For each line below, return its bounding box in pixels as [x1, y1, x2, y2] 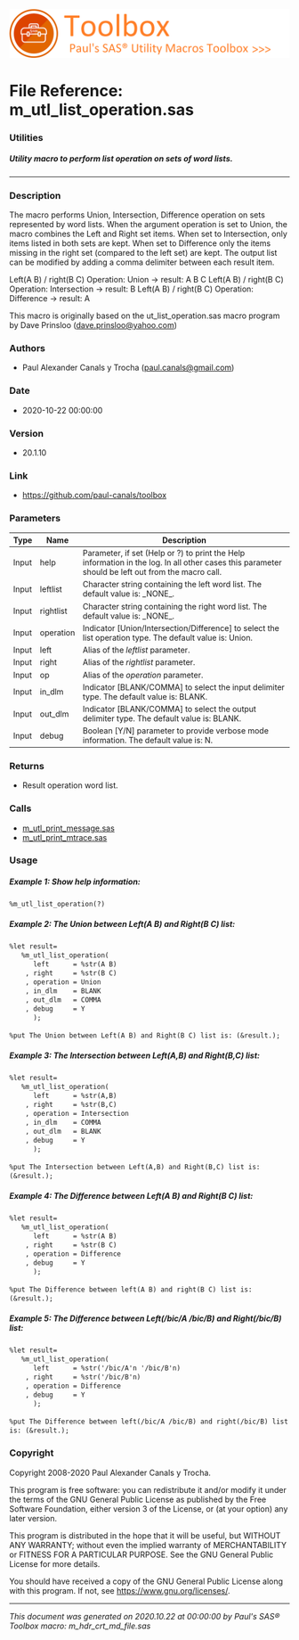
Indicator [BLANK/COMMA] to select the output [82, 704, 256, 715]
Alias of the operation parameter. [82, 669, 204, 680]
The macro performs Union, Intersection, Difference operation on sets [9, 209, 265, 220]
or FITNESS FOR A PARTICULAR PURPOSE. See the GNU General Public [9, 1549, 274, 1560]
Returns [9, 759, 44, 772]
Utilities [9, 131, 44, 143]
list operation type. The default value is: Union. [82, 632, 254, 643]
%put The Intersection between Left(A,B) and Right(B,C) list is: [9, 1163, 261, 1172]
